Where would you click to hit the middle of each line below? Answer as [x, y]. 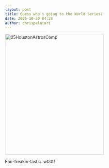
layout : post [18, 9]
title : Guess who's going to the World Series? [54, 14]
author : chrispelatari [28, 23]
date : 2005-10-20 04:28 [29, 18]
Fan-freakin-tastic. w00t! [30, 162]
